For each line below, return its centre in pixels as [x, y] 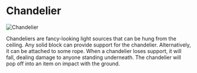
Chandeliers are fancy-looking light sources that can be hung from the [91, 38]
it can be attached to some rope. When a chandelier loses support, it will [94, 51]
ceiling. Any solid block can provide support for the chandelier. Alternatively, [98, 45]
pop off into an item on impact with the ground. [63, 64]
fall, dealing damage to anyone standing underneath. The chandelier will [94, 57]
